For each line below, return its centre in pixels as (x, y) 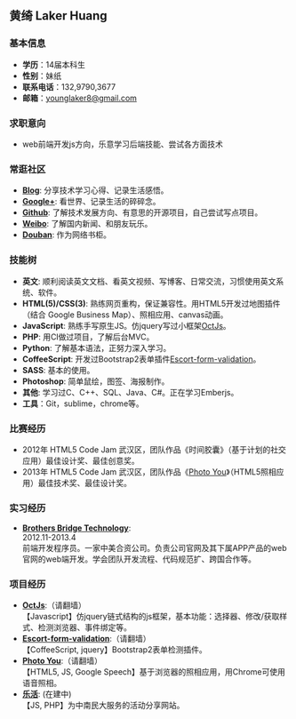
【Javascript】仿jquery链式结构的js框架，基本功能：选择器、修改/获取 (151, 617)
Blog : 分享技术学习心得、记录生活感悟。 (95, 190)
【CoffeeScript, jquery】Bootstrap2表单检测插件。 (114, 650)
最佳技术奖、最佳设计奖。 (84, 483)
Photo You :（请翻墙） (62, 661)
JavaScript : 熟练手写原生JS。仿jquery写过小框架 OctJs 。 (126, 325)
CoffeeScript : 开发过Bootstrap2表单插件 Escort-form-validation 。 (141, 359)
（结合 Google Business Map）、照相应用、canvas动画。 (125, 315)
